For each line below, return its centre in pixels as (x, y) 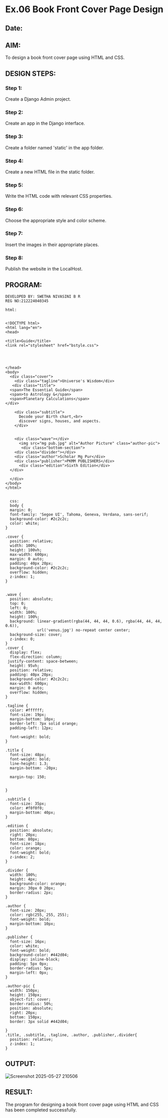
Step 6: (14, 209)
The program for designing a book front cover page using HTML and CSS (82, 1104)
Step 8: (14, 258)
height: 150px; (26, 995)
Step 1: (14, 88)
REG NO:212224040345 (27, 301)
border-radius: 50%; (31, 1004)
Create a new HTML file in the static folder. (50, 172)
